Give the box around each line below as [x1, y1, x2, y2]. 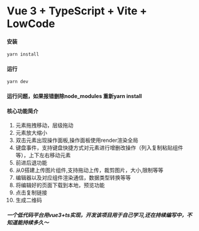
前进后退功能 [15, 159, 47, 166]
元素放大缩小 [15, 129, 47, 136]
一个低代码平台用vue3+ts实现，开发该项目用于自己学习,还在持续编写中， [7, 211, 187, 218]
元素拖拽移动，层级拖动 [15, 121, 74, 129]
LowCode [7, 17, 56, 31]
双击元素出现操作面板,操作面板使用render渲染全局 [15, 136, 139, 144]
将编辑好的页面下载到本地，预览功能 [15, 181, 105, 189]
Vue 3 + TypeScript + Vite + [7, 4, 147, 18]
